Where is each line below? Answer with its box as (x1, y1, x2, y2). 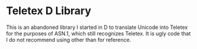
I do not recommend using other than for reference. (6, 36, 132, 43)
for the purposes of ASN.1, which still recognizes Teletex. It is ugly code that (6, 30, 191, 37)
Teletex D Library (6, 4, 91, 18)
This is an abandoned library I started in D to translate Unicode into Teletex (6, 24, 188, 31)
